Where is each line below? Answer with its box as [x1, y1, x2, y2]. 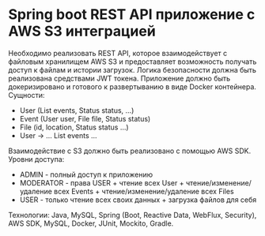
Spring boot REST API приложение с [8, 6, 256, 24]
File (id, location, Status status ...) [19, 122, 129, 132]
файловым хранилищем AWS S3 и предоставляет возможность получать [8, 57, 257, 66]
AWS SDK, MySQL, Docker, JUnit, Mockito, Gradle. [8, 219, 174, 228]
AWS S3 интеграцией [8, 22, 156, 40]
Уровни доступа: [8, 154, 65, 163]
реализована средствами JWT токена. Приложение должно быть [8, 73, 231, 83]
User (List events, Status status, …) [19, 105, 134, 115]
